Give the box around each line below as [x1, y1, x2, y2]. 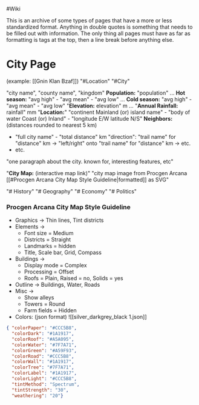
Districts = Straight [24, 236, 71, 243]
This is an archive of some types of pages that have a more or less [6, 17, 172, 24]
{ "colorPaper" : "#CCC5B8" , [6, 325, 77, 331]
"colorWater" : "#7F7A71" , [11, 342, 77, 348]
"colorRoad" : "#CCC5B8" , [11, 353, 74, 360]
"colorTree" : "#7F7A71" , [11, 364, 74, 370]
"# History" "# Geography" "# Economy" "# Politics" [6, 187, 137, 195]
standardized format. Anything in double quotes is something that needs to [6, 24, 193, 30]
